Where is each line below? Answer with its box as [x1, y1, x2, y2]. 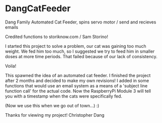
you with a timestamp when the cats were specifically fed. [5, 93, 122, 99]
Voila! [5, 63, 17, 69]
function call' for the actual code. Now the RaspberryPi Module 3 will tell [5, 88, 151, 94]
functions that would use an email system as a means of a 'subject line [5, 82, 148, 88]
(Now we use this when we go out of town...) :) [5, 102, 99, 108]
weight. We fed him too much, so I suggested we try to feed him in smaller [5, 48, 155, 54]
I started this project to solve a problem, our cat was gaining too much [5, 43, 147, 49]
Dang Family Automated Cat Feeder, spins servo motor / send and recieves [5, 19, 157, 25]
